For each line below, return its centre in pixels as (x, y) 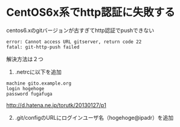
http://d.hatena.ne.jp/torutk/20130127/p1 (56, 105)
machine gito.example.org (39, 83)
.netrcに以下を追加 (38, 72)
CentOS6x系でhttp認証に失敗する (91, 12)
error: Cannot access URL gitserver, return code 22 (74, 42)
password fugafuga (29, 94)
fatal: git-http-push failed (43, 47)
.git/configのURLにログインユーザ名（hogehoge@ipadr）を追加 (94, 117)
